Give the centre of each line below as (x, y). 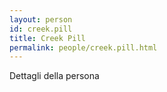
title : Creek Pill (47, 38)
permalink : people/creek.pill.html (83, 47)
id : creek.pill (41, 29)
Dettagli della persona (54, 76)
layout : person (41, 19)
